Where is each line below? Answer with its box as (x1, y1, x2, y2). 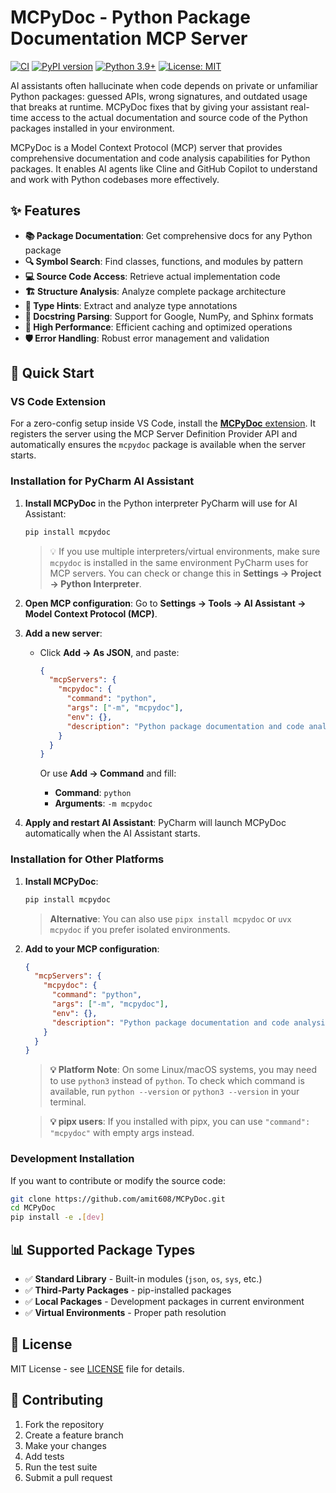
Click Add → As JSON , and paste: (39, 646, 180, 658)
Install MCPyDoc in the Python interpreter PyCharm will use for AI (24, 497, 298, 509)
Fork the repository (24, 1418, 105, 1430)
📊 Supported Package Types (10, 1241, 196, 1258)
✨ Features (10, 202, 81, 220)
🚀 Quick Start (10, 365, 95, 382)
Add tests (24, 1450, 65, 1462)
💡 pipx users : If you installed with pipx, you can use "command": (49, 1116, 311, 1128)
